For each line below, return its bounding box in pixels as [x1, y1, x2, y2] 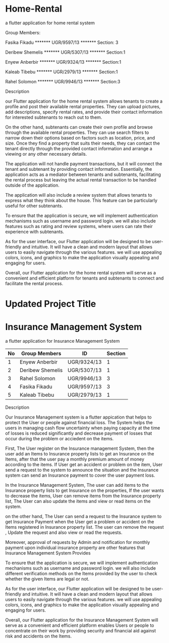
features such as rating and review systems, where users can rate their [5, 223, 153, 229]
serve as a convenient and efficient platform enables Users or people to [5, 622, 154, 628]
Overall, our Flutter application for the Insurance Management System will [5, 617, 158, 623]
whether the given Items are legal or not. [5, 576, 90, 582]
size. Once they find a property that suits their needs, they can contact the [5, 140, 160, 146]
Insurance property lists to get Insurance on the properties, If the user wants [5, 487, 164, 493]
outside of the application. [5, 182, 60, 188]
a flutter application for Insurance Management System [5, 338, 120, 344]
